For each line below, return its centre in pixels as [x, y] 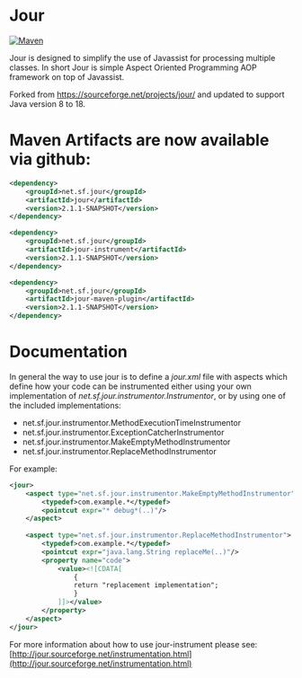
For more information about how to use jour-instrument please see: [133, 644]
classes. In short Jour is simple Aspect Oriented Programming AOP [133, 67]
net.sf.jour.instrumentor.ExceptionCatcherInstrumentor [123, 432]
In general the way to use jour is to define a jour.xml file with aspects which [148, 376]
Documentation [69, 352]
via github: [50, 159]
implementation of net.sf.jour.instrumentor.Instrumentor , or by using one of [147, 395]
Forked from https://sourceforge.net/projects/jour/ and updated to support [147, 94]
